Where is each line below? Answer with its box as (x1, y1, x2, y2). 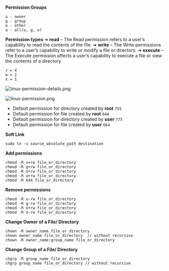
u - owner (5, 14, 26, 19)
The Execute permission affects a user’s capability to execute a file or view (5, 53, 162, 58)
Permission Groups (5, 5, 47, 10)
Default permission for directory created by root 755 (12, 105, 122, 111)
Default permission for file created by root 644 (12, 111, 109, 116)
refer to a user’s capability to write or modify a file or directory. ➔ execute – (5, 47, 164, 53)
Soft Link (5, 132, 24, 137)
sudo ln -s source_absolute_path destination (5, 141, 103, 146)
